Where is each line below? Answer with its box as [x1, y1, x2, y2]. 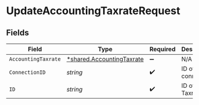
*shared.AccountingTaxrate [66, 55, 144, 63]
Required [149, 45, 176, 53]
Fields [6, 28, 30, 38]
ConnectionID [9, 69, 46, 76]
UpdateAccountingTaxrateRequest [6, 4, 181, 18]
